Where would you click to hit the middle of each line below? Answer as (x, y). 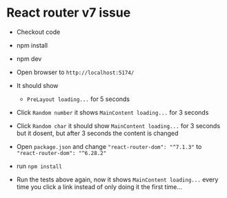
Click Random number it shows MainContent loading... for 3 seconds (112, 112)
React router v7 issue (69, 13)
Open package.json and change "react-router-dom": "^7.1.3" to (109, 146)
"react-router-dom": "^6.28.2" (61, 153)
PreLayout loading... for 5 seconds (78, 99)
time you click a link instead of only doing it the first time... (99, 187)
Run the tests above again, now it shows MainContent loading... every (117, 179)
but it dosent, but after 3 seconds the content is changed (97, 133)
